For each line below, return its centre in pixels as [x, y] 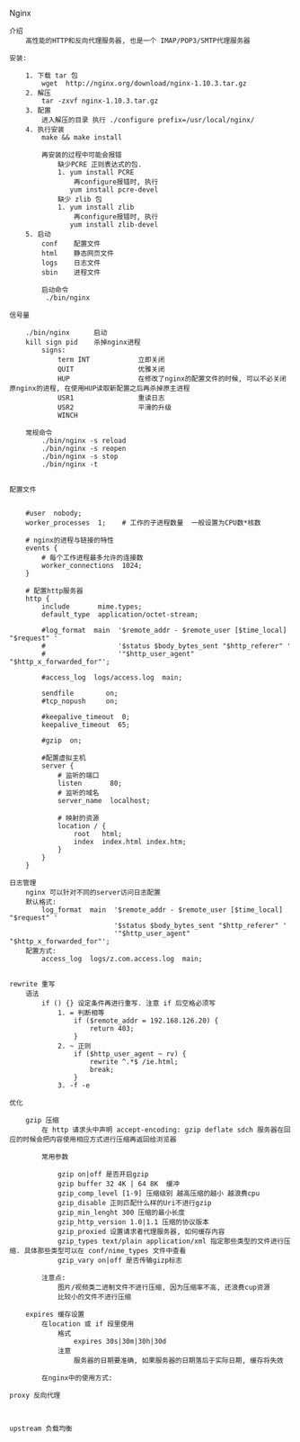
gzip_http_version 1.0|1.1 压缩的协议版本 [133, 1222]
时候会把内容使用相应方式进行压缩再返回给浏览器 [99, 1140]
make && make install [82, 138]
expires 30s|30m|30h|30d [120, 1341]
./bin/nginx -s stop [80, 456]
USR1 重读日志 [111, 398]
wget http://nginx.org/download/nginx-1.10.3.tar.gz [144, 84]
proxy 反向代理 [35, 1395]
